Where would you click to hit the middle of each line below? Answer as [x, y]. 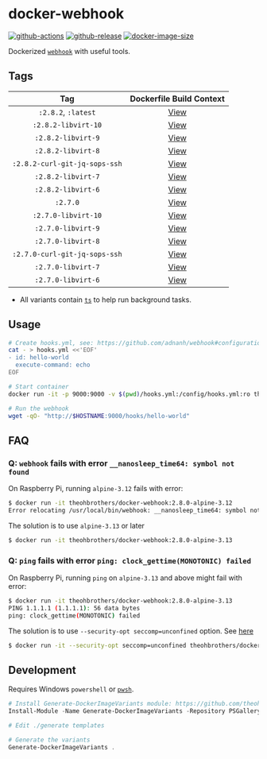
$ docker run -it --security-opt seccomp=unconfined [97, 645]
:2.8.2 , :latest [67, 112]
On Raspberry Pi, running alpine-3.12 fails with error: [96, 489]
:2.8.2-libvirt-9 [67, 137]
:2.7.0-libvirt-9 [67, 228]
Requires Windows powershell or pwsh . [71, 689]
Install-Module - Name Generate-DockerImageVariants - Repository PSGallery [135, 711]
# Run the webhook [39, 409]
